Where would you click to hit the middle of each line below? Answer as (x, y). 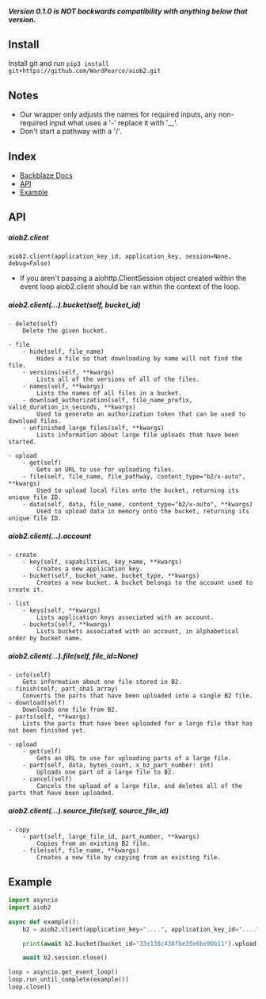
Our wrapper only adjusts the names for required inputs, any (118, 114)
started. (23, 442)
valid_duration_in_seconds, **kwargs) (72, 407)
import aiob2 (30, 907)
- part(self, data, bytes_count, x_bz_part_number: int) (118, 766)
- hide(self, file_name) (63, 352)
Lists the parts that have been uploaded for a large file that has (138, 724)
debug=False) (30, 263)
